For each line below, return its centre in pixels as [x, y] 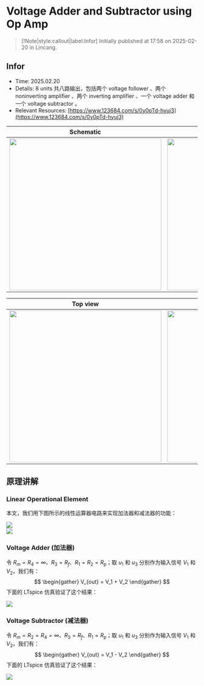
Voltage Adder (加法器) [40, 548]
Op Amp [27, 24]
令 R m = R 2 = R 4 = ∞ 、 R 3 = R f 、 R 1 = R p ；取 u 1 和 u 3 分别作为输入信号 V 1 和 [101, 636]
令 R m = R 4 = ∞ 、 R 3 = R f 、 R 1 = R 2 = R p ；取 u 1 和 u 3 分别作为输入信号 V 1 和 [101, 563]
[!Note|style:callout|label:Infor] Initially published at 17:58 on [96, 41]
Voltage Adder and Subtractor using [99, 11]
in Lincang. [43, 47]
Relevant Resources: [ [42, 110]
